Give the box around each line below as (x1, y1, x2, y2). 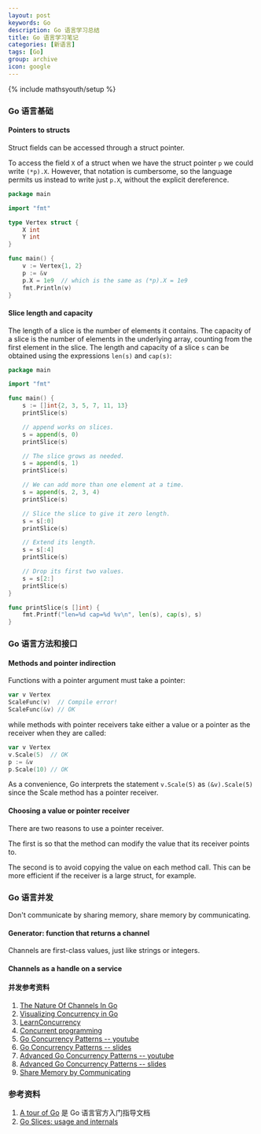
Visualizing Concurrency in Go (19, 1009, 119, 1018)
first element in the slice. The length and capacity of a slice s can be (8, 342, 230, 352)
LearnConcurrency (19, 1017, 81, 1027)
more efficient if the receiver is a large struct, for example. (8, 870, 197, 880)
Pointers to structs (8, 125, 71, 135)
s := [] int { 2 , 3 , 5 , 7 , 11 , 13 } (22, 402, 128, 410)
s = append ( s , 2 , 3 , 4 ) (22, 489, 101, 497)
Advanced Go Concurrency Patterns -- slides (19, 1059, 167, 1069)
